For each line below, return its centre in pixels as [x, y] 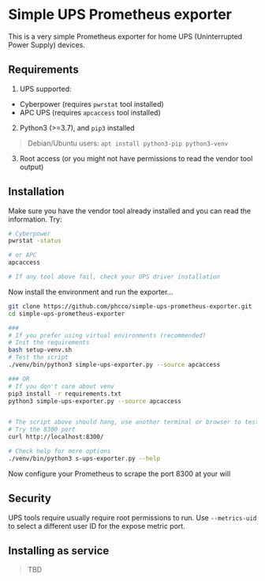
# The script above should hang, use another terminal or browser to [125, 422]
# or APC [22, 255]
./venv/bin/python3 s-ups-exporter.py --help [84, 458]
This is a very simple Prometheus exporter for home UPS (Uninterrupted [125, 36]
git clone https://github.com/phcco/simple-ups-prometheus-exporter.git [130, 306]
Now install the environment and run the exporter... [91, 292]
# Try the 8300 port [42, 430]
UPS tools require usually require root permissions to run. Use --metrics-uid [132, 517]
